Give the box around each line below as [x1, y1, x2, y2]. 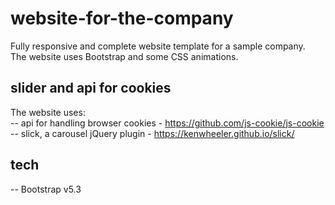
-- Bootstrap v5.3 [10, 183, 82, 195]
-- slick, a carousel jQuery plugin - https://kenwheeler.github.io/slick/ [10, 127, 295, 139]
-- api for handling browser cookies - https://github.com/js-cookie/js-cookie [10, 117, 325, 129]
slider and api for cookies [10, 80, 172, 97]
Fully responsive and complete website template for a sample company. [10, 40, 306, 52]
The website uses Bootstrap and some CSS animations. [10, 50, 239, 62]
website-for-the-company [10, 7, 234, 30]
